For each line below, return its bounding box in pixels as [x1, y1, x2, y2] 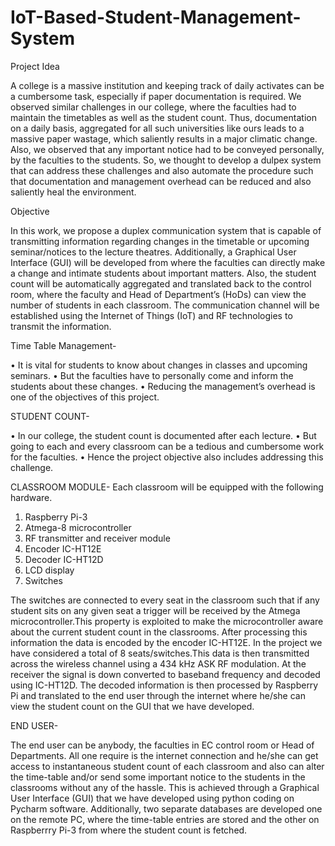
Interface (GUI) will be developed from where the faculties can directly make [10, 256, 326, 268]
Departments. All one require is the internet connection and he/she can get [10, 749, 319, 761]
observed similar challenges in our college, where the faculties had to [10, 101, 297, 113]
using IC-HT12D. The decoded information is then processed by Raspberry [10, 679, 319, 691]
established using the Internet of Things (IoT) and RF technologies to [10, 309, 293, 321]
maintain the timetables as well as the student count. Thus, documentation [10, 111, 317, 123]
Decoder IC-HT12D [24, 553, 104, 565]
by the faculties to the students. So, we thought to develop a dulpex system [10, 154, 322, 166]
